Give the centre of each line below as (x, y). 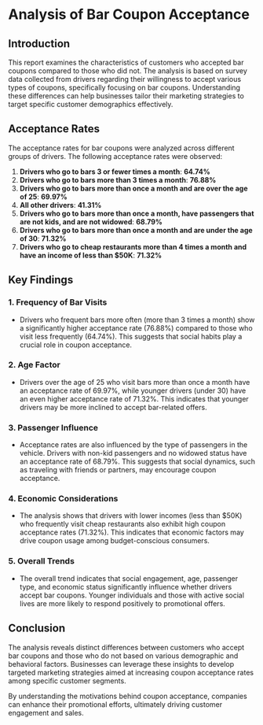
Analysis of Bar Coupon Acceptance (129, 15)
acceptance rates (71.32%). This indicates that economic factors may (132, 532)
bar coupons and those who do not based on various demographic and (123, 656)
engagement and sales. (46, 712)
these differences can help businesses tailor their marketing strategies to (126, 96)
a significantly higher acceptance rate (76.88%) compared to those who (136, 327)
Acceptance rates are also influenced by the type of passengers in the (133, 445)
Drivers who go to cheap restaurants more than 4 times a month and (133, 246)
